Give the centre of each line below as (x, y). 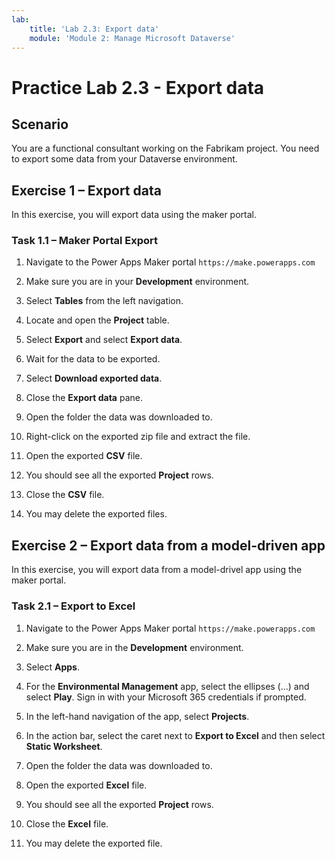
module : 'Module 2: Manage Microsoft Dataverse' (132, 38)
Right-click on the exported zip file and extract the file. (138, 437)
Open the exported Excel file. (86, 785)
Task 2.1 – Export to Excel (73, 606)
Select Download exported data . (94, 378)
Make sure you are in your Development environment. (137, 282)
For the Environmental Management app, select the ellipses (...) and (167, 686)
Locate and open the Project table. (97, 320)
